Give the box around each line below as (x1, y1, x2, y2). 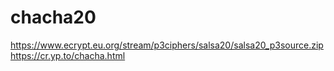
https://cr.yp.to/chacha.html (10, 49, 126, 61)
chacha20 (10, 6, 97, 29)
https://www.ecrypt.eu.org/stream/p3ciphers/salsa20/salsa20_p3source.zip (10, 39, 324, 51)
